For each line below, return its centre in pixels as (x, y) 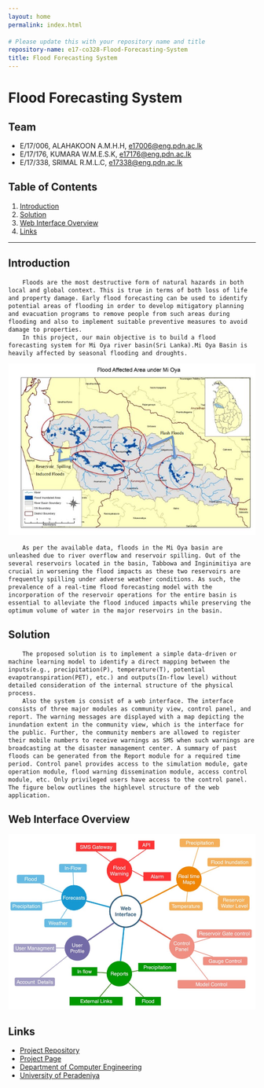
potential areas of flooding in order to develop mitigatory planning (126, 306)
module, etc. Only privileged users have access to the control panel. (128, 779)
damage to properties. (45, 329)
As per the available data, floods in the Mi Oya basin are (123, 548)
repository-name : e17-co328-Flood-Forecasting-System (98, 50)
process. (22, 693)
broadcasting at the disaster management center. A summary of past (123, 748)
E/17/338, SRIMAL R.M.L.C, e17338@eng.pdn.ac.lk (101, 162)
